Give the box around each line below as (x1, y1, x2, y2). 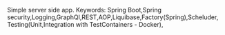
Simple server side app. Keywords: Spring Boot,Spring (7, 6, 162, 14)
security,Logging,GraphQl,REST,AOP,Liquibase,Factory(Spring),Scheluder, (7, 13, 219, 21)
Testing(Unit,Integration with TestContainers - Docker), (7, 21, 164, 28)
